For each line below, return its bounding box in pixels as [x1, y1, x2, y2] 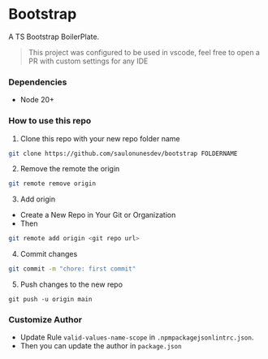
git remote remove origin [8, 179, 96, 188]
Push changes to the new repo [19, 279, 123, 289]
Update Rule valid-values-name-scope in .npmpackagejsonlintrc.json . [19, 332, 254, 342]
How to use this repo [8, 115, 92, 127]
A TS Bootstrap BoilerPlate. [8, 32, 100, 41]
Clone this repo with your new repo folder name [19, 133, 180, 143]
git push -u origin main [8, 296, 93, 304]
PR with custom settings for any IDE [28, 56, 149, 66]
